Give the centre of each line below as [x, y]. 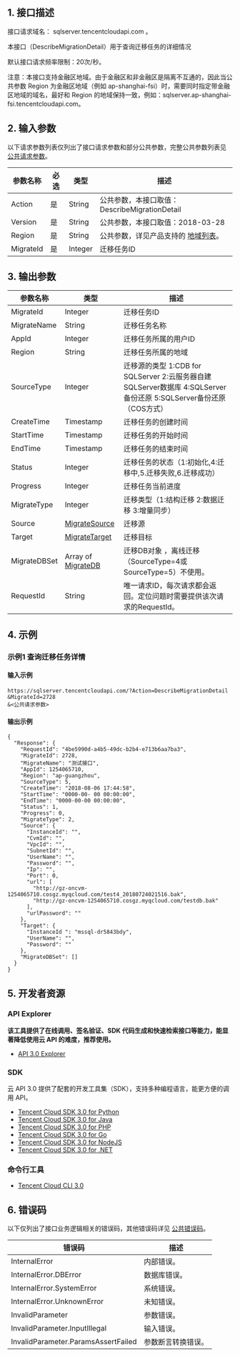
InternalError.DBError [46, 1275]
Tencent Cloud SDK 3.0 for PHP [64, 1127]
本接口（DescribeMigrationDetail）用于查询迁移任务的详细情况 [99, 46]
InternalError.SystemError [54, 1288]
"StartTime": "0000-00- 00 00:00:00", [78, 795]
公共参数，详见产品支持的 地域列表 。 [161, 236]
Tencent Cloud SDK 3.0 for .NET [65, 1150]
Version [24, 222]
